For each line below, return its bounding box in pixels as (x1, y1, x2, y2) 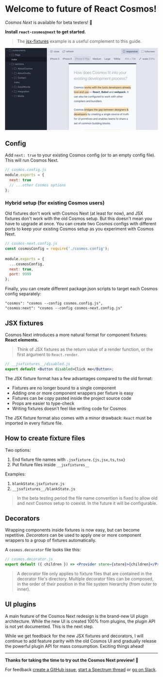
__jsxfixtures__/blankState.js (12, 487, 76, 491)
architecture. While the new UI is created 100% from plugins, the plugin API (5, 618, 156, 624)
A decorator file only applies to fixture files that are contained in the (16, 571, 152, 576)
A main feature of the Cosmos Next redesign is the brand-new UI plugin (5, 613, 148, 619)
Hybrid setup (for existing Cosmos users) (5, 199, 105, 206)
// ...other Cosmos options (9, 183, 66, 188)
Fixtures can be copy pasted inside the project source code (12, 395, 131, 401)
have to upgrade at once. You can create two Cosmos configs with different (5, 221, 157, 227)
